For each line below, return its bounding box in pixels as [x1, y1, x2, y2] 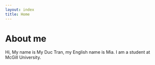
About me [5, 33, 47, 44]
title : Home [5, 12, 30, 17]
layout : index [5, 7, 35, 12]
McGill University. [5, 55, 41, 61]
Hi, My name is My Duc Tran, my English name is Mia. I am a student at [5, 49, 151, 55]
